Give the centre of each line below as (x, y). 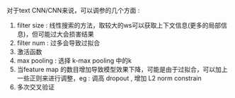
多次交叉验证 (35, 87)
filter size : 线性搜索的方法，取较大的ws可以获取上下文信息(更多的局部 (119, 25)
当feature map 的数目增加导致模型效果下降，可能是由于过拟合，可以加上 (122, 69)
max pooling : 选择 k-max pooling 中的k (74, 61)
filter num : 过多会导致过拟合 (58, 43)
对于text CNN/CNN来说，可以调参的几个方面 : (73, 10)
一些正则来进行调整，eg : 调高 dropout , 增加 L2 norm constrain (109, 78)
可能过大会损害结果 (66, 34)
